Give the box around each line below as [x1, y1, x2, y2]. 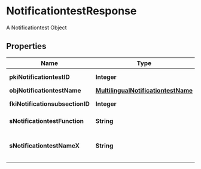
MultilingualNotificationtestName [95, 86, 193, 94]
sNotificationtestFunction [9, 116, 84, 125]
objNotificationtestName [9, 86, 81, 94]
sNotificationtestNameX [9, 142, 80, 150]
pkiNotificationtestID [9, 73, 70, 81]
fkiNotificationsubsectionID [9, 100, 90, 108]
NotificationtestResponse [6, 4, 137, 18]
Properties [6, 41, 47, 51]
